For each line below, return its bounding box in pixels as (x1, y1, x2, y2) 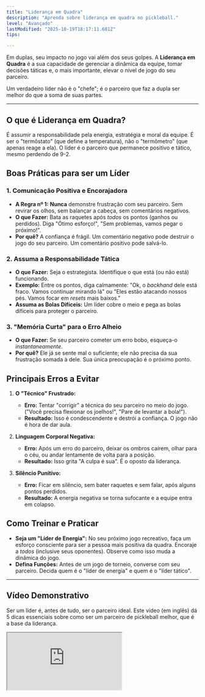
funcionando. (15, 275, 49, 282)
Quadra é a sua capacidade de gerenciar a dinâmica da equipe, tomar (6, 60, 183, 68)
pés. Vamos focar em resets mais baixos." (15, 294, 121, 302)
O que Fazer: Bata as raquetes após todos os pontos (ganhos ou (15, 213, 178, 220)
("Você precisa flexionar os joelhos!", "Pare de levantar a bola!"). (24, 408, 187, 416)
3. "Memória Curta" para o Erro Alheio (6, 322, 122, 331)
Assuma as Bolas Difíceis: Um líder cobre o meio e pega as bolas (15, 300, 181, 308)
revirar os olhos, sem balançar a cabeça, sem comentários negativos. (15, 207, 190, 214)
